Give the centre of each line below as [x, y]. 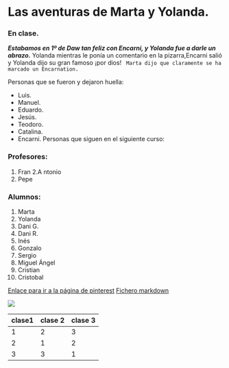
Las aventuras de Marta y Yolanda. [108, 12]
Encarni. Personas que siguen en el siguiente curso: [91, 139]
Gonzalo [29, 248]
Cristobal [31, 278]
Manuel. [29, 103]
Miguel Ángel [36, 263]
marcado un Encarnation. [43, 69]
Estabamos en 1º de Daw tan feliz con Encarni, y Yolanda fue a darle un [112, 48]
